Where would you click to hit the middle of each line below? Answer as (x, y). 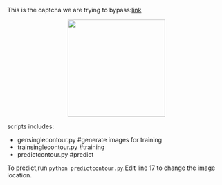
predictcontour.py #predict (55, 154)
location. (20, 175)
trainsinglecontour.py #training (61, 147)
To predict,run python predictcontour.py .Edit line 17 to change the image (111, 168)
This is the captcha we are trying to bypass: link (74, 10)
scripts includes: (31, 126)
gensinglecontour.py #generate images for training (90, 140)
